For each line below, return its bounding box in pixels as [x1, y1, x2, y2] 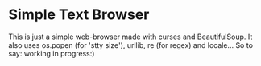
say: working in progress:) [8, 49, 95, 58]
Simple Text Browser [8, 6, 150, 24]
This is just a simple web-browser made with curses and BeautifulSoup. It [8, 32, 253, 41]
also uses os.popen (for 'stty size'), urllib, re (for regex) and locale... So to [8, 40, 254, 49]
